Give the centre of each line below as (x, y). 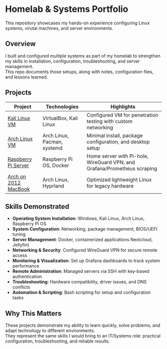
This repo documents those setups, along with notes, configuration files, (80, 72)
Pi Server (18, 165)
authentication (27, 276)
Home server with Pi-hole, (118, 156)
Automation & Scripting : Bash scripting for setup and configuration (81, 292)
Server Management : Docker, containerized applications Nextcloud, (83, 240)
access (20, 256)
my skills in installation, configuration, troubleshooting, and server (73, 61)
